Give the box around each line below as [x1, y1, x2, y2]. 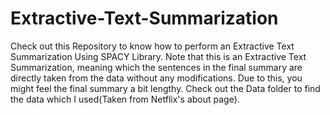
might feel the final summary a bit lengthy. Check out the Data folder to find [10, 82, 321, 94]
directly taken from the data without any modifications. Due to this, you [10, 72, 303, 84]
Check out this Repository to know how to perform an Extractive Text [10, 40, 295, 52]
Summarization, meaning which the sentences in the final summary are [10, 61, 303, 73]
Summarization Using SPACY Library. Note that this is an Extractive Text [10, 50, 307, 62]
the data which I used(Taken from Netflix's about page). [10, 93, 240, 105]
